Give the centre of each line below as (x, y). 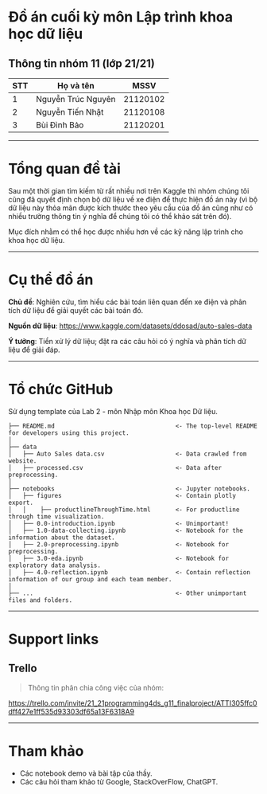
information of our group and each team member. (90, 579)
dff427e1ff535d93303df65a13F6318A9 (72, 711)
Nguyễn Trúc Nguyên (75, 99)
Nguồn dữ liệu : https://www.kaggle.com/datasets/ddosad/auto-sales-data (130, 326)
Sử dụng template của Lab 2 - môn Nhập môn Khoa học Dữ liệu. (113, 411)
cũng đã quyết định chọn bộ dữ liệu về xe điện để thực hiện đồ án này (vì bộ (133, 199)
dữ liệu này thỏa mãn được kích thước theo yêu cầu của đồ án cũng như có (131, 208)
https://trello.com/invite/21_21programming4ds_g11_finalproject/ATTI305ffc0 (133, 703)
